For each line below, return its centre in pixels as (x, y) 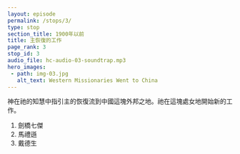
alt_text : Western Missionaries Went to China (87, 80)
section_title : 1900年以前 (46, 34)
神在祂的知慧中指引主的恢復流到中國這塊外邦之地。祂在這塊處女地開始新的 (117, 101)
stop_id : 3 (24, 54)
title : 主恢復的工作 (35, 41)
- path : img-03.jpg (40, 73)
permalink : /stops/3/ (40, 21)
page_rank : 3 (27, 47)
